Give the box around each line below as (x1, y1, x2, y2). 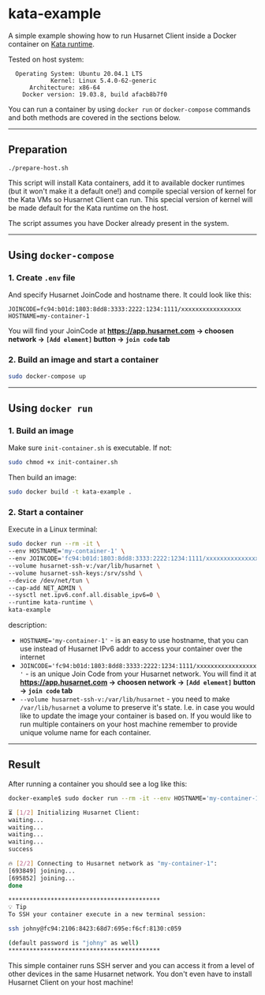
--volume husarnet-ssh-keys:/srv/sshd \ (8, 569, 144, 577)
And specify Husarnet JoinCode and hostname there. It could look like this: (8, 290, 252, 300)
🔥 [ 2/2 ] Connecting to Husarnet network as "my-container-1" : (8, 860, 218, 868)
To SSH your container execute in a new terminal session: (8, 911, 207, 918)
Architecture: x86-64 (28, 84, 101, 92)
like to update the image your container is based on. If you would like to (19, 712, 252, 721)
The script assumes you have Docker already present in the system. (8, 218, 230, 227)
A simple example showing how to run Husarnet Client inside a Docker (8, 31, 237, 40)
